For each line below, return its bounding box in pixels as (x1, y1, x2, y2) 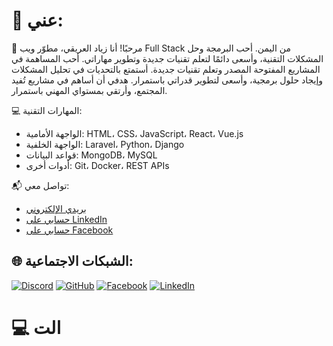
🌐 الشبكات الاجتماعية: (11, 253, 134, 270)
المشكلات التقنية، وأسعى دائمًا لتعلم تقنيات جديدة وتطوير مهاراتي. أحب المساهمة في (11, 52, 324, 64)
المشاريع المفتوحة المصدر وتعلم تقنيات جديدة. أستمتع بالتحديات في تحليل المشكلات (11, 63, 321, 75)
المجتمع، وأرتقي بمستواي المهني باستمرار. (11, 84, 168, 96)
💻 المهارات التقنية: (11, 104, 83, 116)
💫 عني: (11, 9, 64, 32)
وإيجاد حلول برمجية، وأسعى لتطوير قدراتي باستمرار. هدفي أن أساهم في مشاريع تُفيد (11, 74, 324, 86)
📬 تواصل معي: (11, 179, 70, 191)
